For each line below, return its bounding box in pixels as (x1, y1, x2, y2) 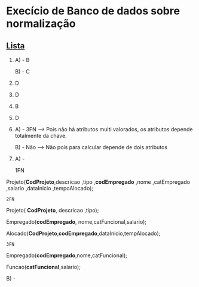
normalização (6, 17, 76, 30)
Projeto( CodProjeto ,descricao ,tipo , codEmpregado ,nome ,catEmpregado (6, 178, 190, 186)
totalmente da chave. (14, 132, 67, 139)
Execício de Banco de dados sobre (6, 4, 180, 18)
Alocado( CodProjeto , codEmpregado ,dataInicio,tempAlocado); (6, 230, 161, 237)
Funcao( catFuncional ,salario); (6, 264, 81, 270)
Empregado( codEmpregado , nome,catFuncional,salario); (6, 218, 147, 225)
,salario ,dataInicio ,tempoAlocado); (6, 185, 94, 192)
